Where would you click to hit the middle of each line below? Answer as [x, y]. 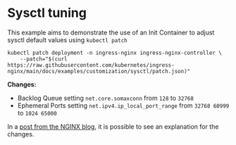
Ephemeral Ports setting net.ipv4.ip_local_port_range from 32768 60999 [123, 105]
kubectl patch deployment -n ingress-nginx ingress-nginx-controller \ [114, 53]
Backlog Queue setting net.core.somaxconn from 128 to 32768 [105, 98]
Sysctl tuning [47, 13]
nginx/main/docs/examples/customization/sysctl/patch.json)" [99, 71]
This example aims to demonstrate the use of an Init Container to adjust [111, 32]
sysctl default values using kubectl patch [68, 39]
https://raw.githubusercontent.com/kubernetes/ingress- [91, 65]
